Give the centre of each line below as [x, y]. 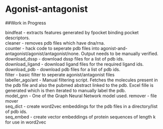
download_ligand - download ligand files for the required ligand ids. [75, 64]
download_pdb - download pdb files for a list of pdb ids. [63, 69]
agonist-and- [114, 48]
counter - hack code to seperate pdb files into [52, 48]
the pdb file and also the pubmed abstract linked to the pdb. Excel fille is [79, 85]
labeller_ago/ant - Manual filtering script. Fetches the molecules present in [81, 80]
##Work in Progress [26, 23]
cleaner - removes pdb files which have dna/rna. [55, 43]
